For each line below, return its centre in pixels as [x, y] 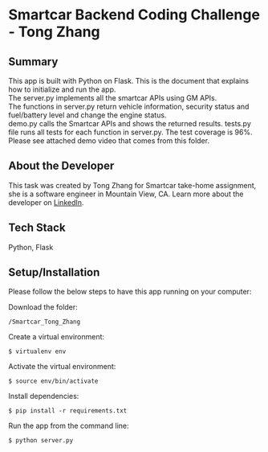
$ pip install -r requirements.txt [68, 411]
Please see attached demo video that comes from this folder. [109, 141]
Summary [33, 62]
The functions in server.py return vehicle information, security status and [129, 107]
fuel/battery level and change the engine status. [87, 115]
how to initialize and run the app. [62, 89]
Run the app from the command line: [69, 426]
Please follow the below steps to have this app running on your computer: [130, 292]
